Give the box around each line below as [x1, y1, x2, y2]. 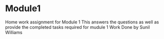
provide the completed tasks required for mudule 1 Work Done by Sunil [5, 24, 150, 30]
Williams [5, 29, 22, 35]
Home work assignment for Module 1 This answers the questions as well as [5, 19, 159, 25]
